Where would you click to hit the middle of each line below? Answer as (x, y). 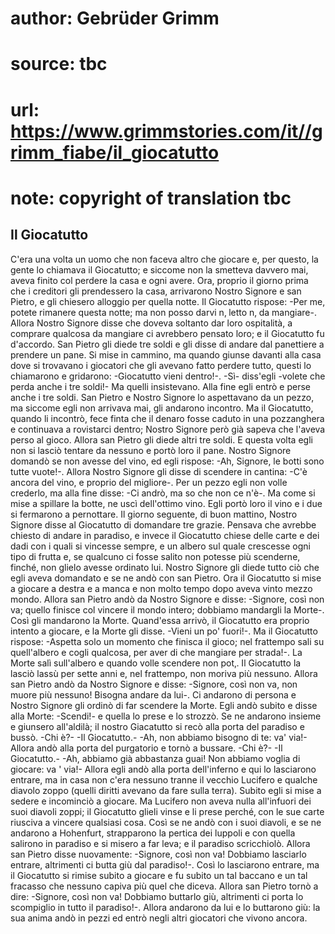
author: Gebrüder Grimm (115, 18)
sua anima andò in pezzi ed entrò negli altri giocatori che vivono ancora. (159, 918)
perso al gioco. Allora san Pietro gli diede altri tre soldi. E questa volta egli (161, 439)
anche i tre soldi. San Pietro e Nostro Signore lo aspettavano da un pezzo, (162, 397)
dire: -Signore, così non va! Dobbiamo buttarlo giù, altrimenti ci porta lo (157, 896)
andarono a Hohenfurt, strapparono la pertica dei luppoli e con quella (153, 833)
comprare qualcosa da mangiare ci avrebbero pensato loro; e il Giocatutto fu (167, 333)
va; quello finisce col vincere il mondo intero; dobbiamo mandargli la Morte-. (167, 609)
